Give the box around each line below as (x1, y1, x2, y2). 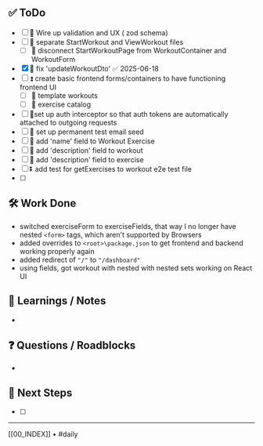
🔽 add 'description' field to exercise (29, 155, 144, 164)
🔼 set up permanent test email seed (29, 127, 145, 136)
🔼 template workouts (31, 90, 98, 100)
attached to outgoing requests (19, 118, 117, 127)
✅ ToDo (8, 6, 46, 20)
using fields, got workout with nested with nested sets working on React (19, 263, 253, 273)
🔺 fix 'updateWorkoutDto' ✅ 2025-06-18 (29, 63, 159, 73)
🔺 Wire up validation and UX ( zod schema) (29, 27, 168, 38)
